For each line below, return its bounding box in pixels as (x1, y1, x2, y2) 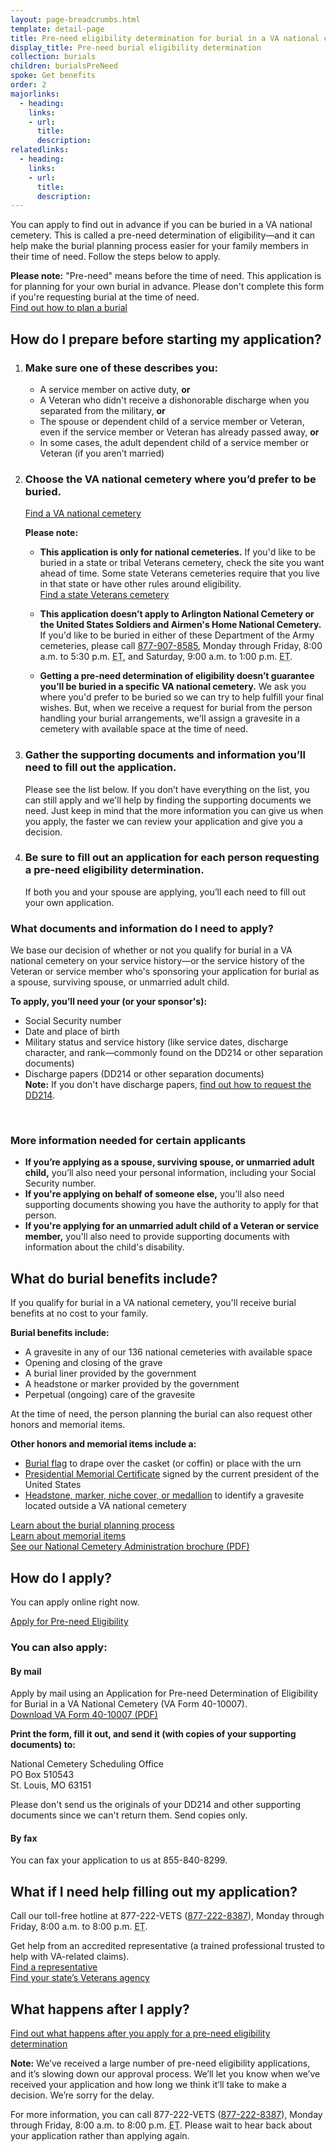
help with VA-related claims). (10, 1951, 130, 1963)
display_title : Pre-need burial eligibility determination (10, 42, 262, 53)
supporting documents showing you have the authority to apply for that (24, 1199, 319, 1211)
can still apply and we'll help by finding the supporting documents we (24, 794, 312, 806)
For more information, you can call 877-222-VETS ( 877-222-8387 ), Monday (10, 2109, 323, 2120)
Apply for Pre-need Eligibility (10, 1616, 129, 1628)
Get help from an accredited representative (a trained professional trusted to (10, 1940, 325, 1952)
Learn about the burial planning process (10, 1519, 175, 1531)
